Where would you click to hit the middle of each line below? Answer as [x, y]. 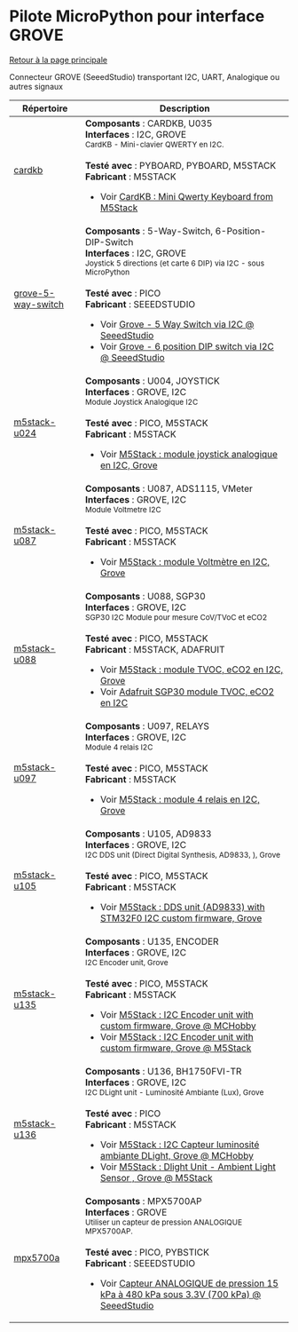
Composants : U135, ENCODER [152, 941]
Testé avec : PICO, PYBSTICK [148, 1252]
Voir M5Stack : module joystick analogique [189, 454]
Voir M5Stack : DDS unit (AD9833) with [183, 907]
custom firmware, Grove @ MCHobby [178, 1026]
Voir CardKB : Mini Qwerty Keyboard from [187, 196]
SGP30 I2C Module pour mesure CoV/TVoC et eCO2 [176, 617]
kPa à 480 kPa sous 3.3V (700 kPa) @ [181, 1294]
